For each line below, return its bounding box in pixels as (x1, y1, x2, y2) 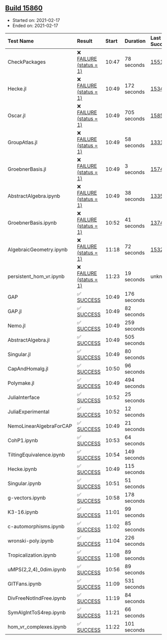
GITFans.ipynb (7, 580, 42, 587)
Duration (124, 37, 146, 44)
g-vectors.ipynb (7, 494, 46, 501)
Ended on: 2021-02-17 (12, 22, 58, 28)
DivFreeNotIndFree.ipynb (7, 595, 66, 602)
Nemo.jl (7, 322, 26, 329)
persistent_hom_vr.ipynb (7, 273, 65, 280)
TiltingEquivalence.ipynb (7, 451, 66, 458)
